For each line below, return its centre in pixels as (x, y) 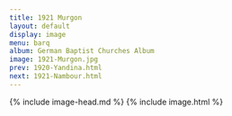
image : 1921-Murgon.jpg (54, 59)
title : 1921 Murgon (46, 18)
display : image (38, 34)
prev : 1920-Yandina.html (56, 68)
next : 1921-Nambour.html (56, 76)
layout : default (40, 26)
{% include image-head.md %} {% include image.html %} (116, 102)
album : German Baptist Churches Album (82, 51)
